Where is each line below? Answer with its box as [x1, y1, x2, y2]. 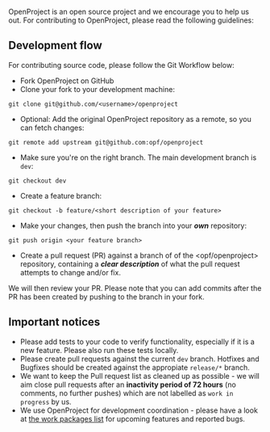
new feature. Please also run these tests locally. [19, 345, 179, 354]
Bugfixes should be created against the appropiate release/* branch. [19, 363, 250, 372]
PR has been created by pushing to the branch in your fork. [8, 291, 205, 301]
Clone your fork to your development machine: [19, 84, 176, 94]
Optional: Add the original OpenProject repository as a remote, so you [19, 114, 251, 124]
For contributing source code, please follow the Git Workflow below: [8, 60, 235, 69]
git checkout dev [8, 177, 67, 185]
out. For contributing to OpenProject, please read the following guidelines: [8, 15, 254, 25]
